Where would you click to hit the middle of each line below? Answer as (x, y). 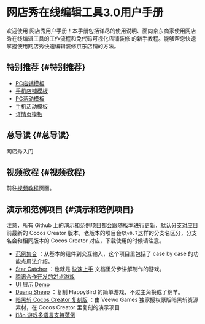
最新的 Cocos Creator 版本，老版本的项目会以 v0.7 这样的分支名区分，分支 (104, 233)
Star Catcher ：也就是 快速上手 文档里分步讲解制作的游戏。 (90, 269)
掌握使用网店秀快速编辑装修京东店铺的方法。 (63, 46)
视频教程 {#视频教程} (46, 172)
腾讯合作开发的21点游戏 (45, 277)
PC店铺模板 (30, 83)
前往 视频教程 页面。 (31, 188)
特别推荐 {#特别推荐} (46, 67)
